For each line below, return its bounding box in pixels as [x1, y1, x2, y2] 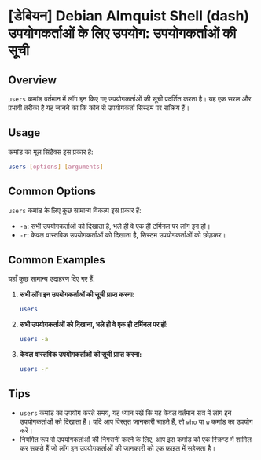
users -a [19, 336, 49, 344]
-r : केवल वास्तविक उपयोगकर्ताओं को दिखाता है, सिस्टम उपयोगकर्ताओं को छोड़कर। [19, 230, 226, 239]
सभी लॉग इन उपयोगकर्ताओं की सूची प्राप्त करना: [19, 290, 135, 300]
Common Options [8, 185, 97, 198]
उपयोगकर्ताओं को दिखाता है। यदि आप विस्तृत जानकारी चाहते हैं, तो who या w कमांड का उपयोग [19, 417, 253, 426]
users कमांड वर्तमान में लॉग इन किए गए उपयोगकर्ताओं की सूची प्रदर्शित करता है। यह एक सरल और [8, 94, 252, 103]
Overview [8, 73, 57, 86]
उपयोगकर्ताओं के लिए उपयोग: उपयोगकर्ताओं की [8, 24, 237, 42]
